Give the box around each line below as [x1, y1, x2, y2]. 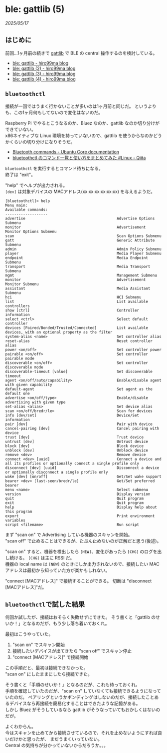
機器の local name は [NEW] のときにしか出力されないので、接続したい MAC [5, 561, 160, 567]
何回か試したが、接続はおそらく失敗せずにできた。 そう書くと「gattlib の [5, 614, 156, 620]
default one [5, 391, 30, 396]
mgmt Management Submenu [5, 272, 157, 278]
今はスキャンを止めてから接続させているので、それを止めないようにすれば [5, 730, 158, 736]
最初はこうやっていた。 [5, 631, 53, 637]
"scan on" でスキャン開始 [12, 641, 65, 648]
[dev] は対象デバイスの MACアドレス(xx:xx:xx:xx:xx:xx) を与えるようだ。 [5, 188, 156, 194]
